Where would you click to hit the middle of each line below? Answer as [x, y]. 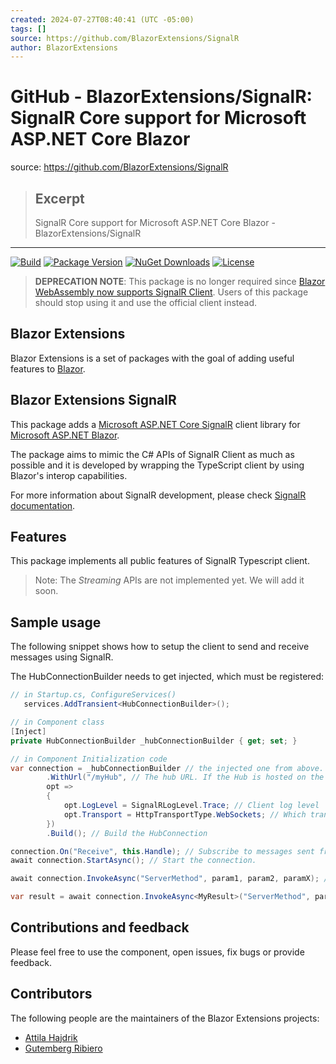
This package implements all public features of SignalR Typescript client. [160, 561]
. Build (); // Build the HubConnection [127, 833]
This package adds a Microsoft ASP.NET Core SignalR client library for [155, 424]
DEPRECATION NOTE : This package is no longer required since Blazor [180, 281]
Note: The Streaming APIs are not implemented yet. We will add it [169, 580]
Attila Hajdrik [51, 1037]
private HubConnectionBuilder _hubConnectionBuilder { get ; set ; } [154, 741]
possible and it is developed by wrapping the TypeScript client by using [157, 465]
